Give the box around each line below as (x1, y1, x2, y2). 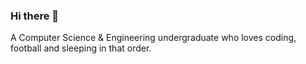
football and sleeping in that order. (10, 42, 152, 54)
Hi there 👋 (10, 9, 60, 23)
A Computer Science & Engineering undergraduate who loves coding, (10, 32, 297, 44)
